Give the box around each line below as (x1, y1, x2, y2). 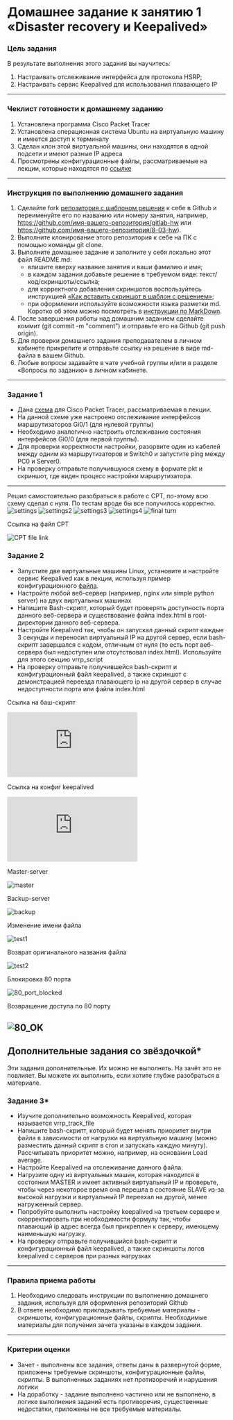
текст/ (199, 270, 218, 278)
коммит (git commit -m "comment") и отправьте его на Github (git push (17, 322, 225, 330)
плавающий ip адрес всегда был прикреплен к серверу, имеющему (17, 1222, 220, 1231)
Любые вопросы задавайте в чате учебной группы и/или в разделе (17, 359, 218, 367)
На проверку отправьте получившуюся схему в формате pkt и (17, 464, 203, 473)
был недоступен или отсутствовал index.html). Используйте (44, 648, 222, 656)
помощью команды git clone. (17, 241, 103, 249)
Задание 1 (7, 390, 43, 399)
